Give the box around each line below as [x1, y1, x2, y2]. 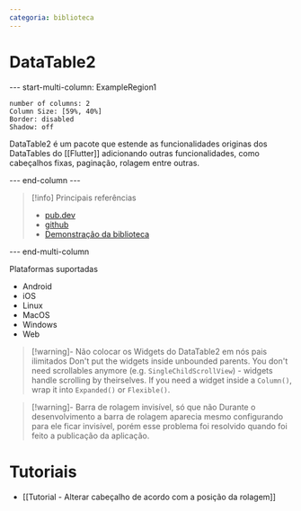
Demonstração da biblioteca [44, 228, 150, 239]
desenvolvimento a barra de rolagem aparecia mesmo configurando [31, 410, 284, 422]
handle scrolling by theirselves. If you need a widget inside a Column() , [31, 374, 292, 385]
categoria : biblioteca [9, 13, 94, 22]
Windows [22, 319, 58, 330]
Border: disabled [9, 114, 75, 124]
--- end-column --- [9, 174, 81, 185]
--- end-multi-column [9, 246, 90, 257]
